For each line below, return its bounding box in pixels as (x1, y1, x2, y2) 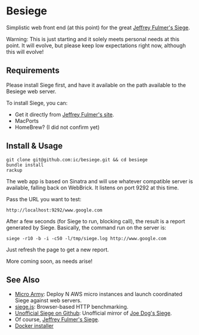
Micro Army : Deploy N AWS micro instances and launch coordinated (14, 291, 183, 298)
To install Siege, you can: (6, 99, 68, 106)
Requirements (6, 66, 60, 76)
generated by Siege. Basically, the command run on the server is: (6, 224, 167, 231)
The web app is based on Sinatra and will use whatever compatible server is (6, 177, 194, 185)
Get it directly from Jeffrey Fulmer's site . (14, 110, 114, 118)
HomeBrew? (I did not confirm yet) (14, 124, 100, 131)
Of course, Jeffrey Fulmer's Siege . (14, 316, 99, 323)
